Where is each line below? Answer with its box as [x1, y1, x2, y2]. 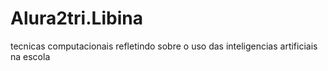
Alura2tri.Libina [10, 7, 143, 30]
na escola [10, 50, 51, 62]
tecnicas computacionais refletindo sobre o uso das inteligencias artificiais [10, 40, 318, 52]
